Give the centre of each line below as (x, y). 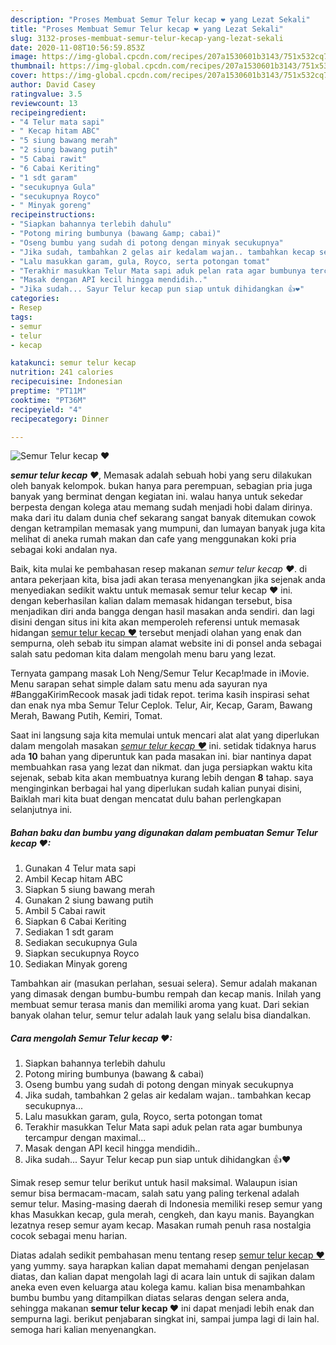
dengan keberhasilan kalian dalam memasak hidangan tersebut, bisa (151, 601)
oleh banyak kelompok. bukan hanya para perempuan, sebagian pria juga (161, 486)
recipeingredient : (48, 112)
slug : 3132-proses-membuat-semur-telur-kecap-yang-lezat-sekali (147, 38)
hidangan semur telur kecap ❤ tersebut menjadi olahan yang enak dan (156, 633)
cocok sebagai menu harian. (69, 1236)
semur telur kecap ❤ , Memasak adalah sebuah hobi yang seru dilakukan (161, 475)
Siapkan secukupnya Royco (82, 953)
